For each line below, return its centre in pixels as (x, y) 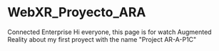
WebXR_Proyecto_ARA (77, 12)
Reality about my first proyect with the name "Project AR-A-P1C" (102, 39)
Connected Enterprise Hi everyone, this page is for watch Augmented (109, 32)
